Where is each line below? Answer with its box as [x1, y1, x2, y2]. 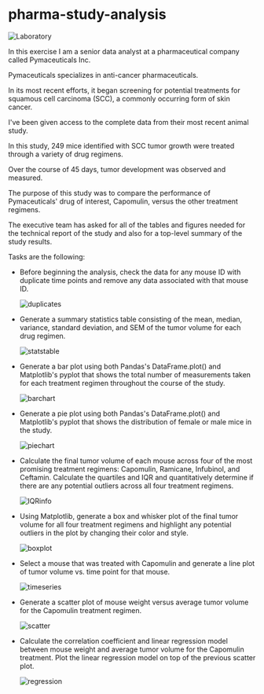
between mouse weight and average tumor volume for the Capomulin [19, 644, 245, 654]
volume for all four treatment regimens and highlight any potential [19, 520, 232, 529]
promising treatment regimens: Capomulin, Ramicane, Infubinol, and [19, 464, 240, 473]
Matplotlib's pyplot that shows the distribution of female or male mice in [19, 417, 252, 426]
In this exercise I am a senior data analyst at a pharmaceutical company [8, 46, 240, 56]
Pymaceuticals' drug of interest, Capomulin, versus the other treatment [8, 196, 238, 206]
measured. [8, 173, 43, 182]
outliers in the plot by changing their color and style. [19, 528, 189, 538]
